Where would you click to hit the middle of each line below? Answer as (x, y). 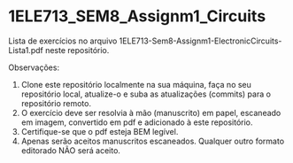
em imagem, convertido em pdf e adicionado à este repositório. (137, 122)
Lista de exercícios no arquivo (63, 41)
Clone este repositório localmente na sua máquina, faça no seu (136, 84)
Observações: (34, 67)
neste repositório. (77, 50)
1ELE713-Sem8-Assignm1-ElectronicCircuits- (200, 41)
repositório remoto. (56, 103)
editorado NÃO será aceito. (71, 150)
